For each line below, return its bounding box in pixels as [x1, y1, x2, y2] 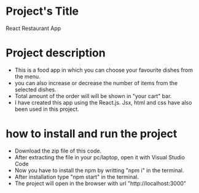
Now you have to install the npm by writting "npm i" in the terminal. [14, 167, 184, 174]
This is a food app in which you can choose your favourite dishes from [14, 66, 193, 74]
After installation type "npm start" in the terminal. [14, 173, 139, 180]
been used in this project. [14, 105, 79, 113]
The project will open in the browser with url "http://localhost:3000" [14, 180, 187, 187]
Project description [6, 46, 106, 60]
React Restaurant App [6, 25, 61, 32]
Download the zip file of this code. [14, 147, 102, 154]
